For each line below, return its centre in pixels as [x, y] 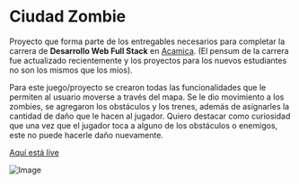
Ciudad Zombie [68, 17]
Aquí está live [35, 152]
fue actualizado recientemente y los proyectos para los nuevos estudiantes [148, 60]
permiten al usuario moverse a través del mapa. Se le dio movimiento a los [147, 97]
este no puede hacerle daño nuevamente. [87, 135]
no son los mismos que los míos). [71, 70]
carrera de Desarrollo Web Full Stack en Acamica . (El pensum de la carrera [149, 50]
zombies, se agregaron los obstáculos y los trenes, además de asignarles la [149, 106]
